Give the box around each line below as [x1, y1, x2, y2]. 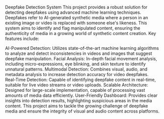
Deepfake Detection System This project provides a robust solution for [5, 4, 148, 10]
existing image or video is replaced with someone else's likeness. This [5, 20, 147, 26]
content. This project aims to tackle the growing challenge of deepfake [5, 103, 148, 109]
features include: [5, 36, 39, 41]
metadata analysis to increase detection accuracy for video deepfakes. [5, 72, 149, 77]
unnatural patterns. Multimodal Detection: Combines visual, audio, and [5, 66, 148, 72]
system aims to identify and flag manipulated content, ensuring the [5, 25, 140, 31]
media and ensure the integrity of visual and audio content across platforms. [5, 108, 160, 114]
